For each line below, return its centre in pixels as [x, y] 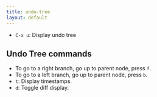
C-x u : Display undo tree [46, 35]
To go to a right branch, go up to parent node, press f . [83, 69]
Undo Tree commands [49, 54]
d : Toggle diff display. [42, 88]
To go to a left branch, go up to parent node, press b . [81, 75]
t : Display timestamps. [43, 81]
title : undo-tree [28, 12]
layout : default [27, 18]
